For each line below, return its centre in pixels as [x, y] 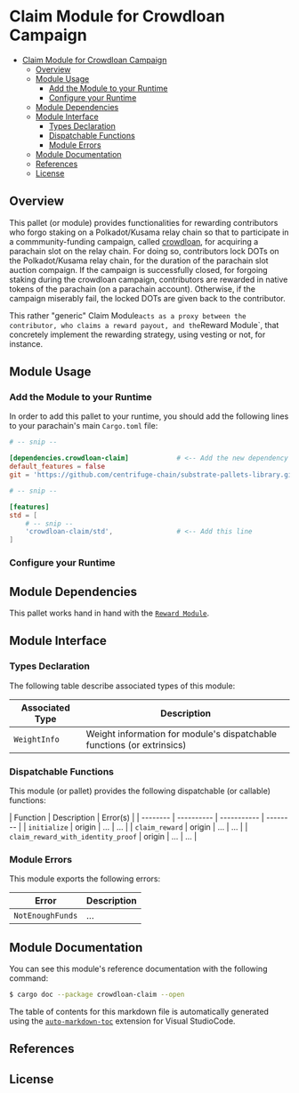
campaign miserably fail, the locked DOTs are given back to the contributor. [148, 298]
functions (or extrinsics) [136, 744]
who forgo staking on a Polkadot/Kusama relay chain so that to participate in [149, 232]
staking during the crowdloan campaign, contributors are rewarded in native [149, 279]
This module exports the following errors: [85, 879]
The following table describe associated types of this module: [122, 686]
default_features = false [57, 467]
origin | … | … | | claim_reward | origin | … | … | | [162, 827]
